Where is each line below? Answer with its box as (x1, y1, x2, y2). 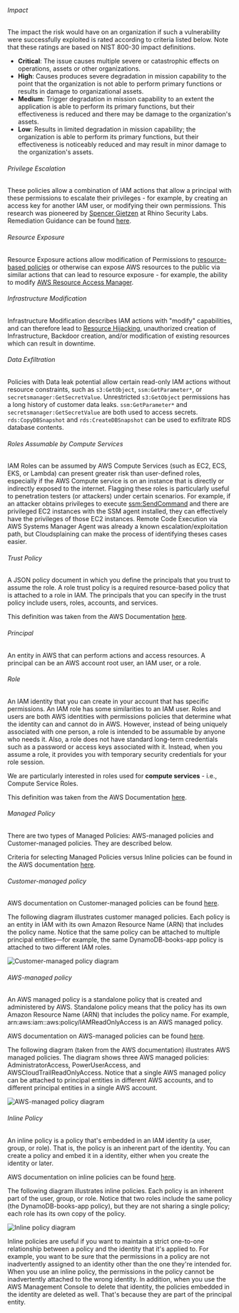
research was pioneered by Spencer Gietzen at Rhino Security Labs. (7, 209, 208, 218)
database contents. (7, 423, 64, 432)
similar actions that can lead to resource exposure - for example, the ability (7, 270, 228, 278)
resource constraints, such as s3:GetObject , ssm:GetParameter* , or (7, 386, 202, 394)
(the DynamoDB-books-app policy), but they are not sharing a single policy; (7, 1202, 230, 1210)
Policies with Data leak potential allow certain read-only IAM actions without (7, 378, 231, 386)
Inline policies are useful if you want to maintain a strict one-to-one (7, 1237, 205, 1245)
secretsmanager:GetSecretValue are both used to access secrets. (7, 408, 198, 417)
